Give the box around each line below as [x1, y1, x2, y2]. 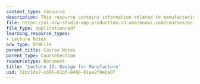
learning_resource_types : [6, 31, 70, 37]
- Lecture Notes [6, 36, 46, 42]
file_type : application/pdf [6, 25, 76, 31]
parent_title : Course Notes [6, 47, 76, 53]
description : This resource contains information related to [6, 14, 161, 20]
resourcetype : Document [6, 58, 65, 64]
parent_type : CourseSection [6, 53, 76, 59]
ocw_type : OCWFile [6, 42, 52, 48]
